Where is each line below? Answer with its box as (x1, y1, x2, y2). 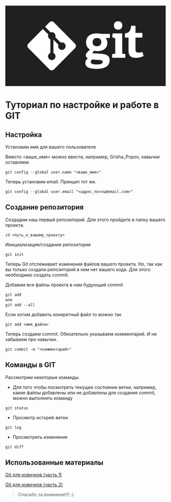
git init (5, 252, 24, 257)
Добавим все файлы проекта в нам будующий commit (5, 281, 123, 288)
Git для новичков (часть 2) (5, 482, 63, 488)
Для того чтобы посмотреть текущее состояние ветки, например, (12, 384, 157, 390)
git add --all (5, 302, 36, 307)
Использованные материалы (5, 458, 103, 467)
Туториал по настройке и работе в (5, 99, 159, 111)
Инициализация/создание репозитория (5, 241, 91, 248)
